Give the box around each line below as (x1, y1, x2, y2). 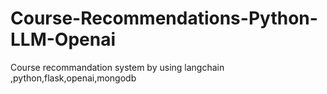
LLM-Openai (10, 28, 117, 51)
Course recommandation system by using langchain (10, 61, 225, 73)
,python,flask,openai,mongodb (10, 72, 137, 84)
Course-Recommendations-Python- (10, 7, 318, 30)
